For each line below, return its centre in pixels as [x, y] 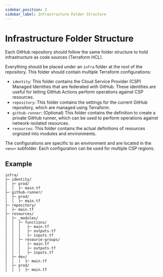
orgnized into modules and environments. [54, 134]
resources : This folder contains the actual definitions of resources [79, 129]
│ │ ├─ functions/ [26, 222]
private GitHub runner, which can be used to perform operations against [85, 118]
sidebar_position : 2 [26, 10]
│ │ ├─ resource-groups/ [33, 240]
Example [19, 164]
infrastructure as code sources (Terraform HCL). [54, 57]
